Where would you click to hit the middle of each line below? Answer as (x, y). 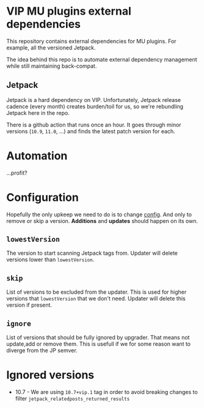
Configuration (43, 197)
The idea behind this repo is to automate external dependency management (102, 59)
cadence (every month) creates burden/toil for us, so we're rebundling (95, 106)
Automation (37, 155)
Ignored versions (50, 375)
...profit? (17, 173)
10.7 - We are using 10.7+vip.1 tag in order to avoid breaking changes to (106, 392)
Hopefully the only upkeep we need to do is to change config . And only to (99, 214)
